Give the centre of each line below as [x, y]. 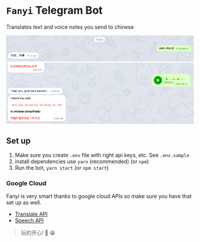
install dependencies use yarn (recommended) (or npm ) [82, 161]
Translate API [31, 214]
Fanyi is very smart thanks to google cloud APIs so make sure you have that [99, 196]
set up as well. [24, 203]
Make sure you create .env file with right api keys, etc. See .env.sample [102, 155]
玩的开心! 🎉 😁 [38, 233]
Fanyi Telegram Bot [54, 10]
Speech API [29, 220]
